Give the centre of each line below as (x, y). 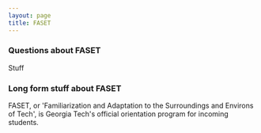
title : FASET (30, 23)
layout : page (30, 15)
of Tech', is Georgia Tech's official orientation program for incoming (119, 114)
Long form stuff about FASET (65, 88)
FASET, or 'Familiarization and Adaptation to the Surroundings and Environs (131, 106)
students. (24, 123)
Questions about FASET (55, 51)
